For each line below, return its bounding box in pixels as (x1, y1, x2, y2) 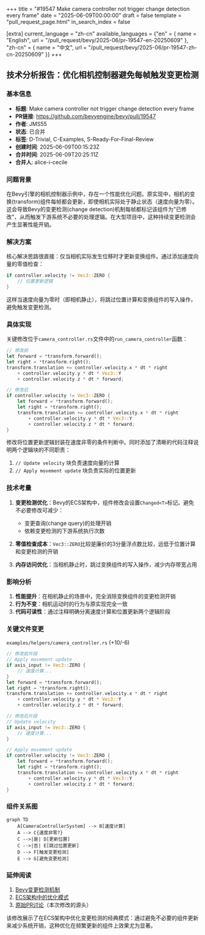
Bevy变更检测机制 (15, 886, 60, 893)
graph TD (6, 816, 29, 822)
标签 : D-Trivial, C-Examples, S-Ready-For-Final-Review (15, 135, 154, 143)
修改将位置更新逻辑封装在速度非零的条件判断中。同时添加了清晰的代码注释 (6, 439, 193, 446)
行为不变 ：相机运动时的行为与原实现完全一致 (15, 600, 128, 608)
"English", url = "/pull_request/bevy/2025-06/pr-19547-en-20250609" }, (6, 37, 189, 43)
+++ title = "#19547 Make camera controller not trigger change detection (6, 6, 190, 12)
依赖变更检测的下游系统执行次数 (24, 527, 105, 534)
